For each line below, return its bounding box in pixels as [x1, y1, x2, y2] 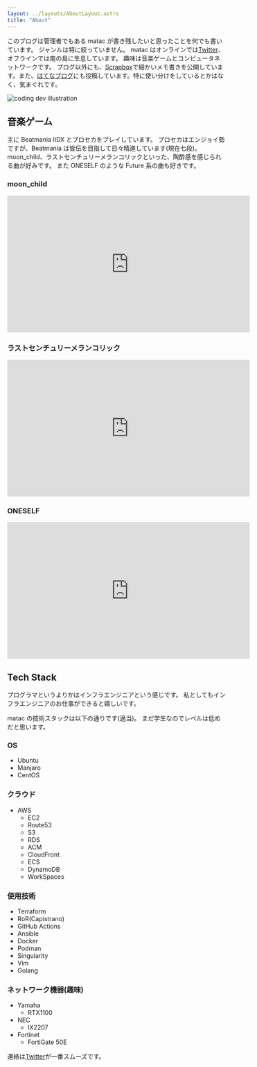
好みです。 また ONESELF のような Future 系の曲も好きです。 [25, 161, 200, 170]
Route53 [27, 820, 52, 829]
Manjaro [17, 763, 42, 772]
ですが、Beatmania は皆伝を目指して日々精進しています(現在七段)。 [7, 144, 201, 153]
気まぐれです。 [19, 80, 62, 88]
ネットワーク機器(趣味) [7, 984, 84, 994]
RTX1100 [27, 1009, 53, 1017]
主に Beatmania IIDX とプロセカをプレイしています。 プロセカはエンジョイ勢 [7, 135, 225, 144]
